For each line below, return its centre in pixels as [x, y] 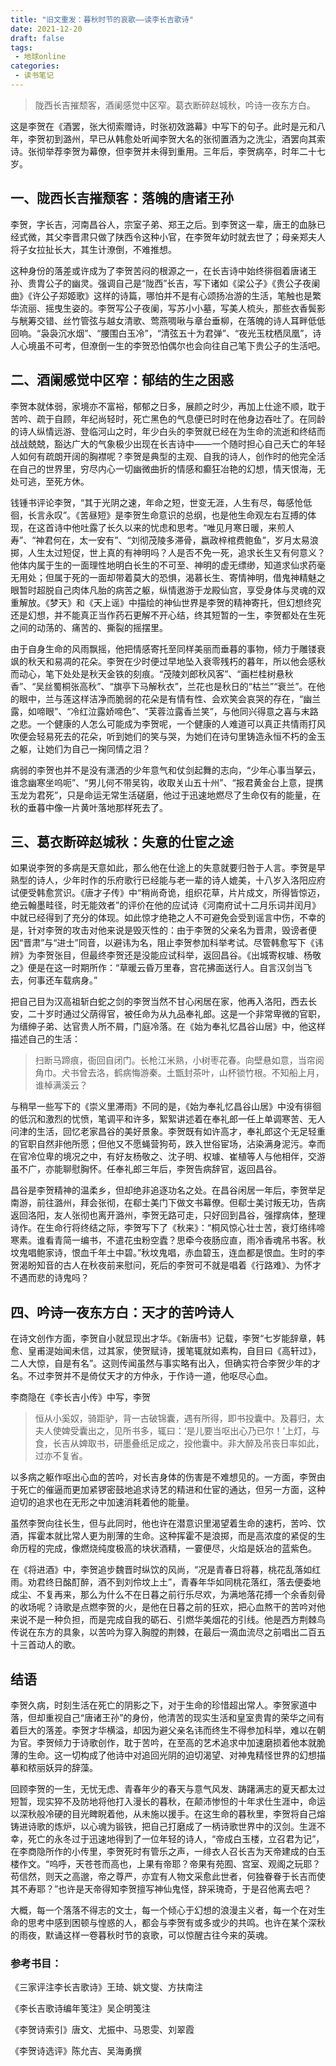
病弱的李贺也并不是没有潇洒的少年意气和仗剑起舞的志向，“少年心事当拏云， [166, 770]
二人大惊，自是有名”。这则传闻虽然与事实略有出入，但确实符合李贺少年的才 [166, 1363]
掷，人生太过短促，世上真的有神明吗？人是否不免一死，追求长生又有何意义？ [168, 552]
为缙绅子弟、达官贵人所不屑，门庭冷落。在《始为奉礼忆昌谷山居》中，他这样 [168, 1027]
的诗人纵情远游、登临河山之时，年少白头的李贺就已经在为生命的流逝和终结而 [168, 431]
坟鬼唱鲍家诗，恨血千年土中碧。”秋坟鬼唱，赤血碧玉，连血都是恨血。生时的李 [168, 1253]
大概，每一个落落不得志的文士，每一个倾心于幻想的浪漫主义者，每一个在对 [163, 1910]
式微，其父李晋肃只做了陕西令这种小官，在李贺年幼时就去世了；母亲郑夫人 [172, 237]
